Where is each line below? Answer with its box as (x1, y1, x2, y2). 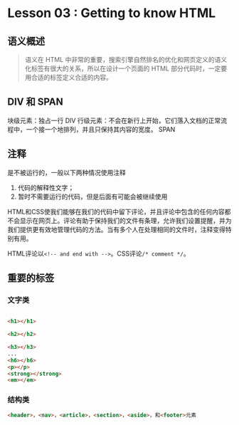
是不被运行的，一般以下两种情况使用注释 (7, 168, 126, 177)
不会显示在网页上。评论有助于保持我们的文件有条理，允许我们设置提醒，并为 (7, 216, 232, 225)
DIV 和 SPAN (7, 96, 63, 108)
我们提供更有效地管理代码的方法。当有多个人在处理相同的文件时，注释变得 (7, 225, 225, 234)
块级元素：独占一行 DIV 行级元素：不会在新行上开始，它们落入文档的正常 (7, 116, 221, 125)
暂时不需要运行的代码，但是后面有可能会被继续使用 (17, 192, 168, 201)
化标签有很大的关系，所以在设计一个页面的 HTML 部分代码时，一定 (24, 64, 221, 73)
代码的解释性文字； (17, 183, 75, 191)
